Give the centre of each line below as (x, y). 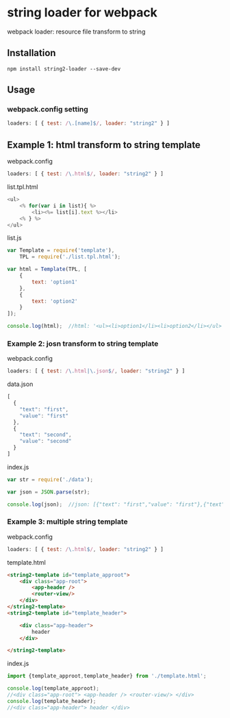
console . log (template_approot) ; (53, 689)
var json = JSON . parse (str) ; (49, 492)
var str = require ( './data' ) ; (50, 479)
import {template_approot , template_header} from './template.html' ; (107, 676)
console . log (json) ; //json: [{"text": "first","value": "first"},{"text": (117, 504)
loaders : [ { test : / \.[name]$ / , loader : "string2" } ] (88, 124)
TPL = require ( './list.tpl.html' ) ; (70, 257)
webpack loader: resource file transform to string (76, 31)
